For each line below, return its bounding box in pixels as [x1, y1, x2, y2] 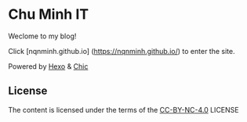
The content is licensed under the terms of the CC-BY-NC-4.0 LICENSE [8, 105, 239, 114]
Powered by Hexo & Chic [8, 61, 89, 71]
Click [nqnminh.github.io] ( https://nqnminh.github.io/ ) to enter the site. [8, 46, 235, 56]
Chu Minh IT [8, 5, 89, 23]
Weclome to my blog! [8, 31, 77, 41]
